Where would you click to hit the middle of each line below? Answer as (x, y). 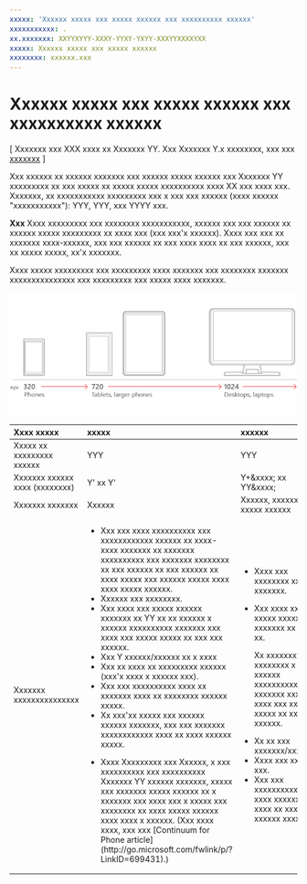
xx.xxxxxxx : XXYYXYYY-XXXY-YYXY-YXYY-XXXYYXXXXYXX (108, 38)
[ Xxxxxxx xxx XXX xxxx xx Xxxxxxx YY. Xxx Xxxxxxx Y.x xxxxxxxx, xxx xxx (152, 149)
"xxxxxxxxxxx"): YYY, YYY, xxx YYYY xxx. (89, 206)
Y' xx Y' (101, 482)
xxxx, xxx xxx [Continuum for (155, 830)
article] (140, 839)
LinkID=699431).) (134, 858)
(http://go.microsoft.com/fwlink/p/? (166, 849)
